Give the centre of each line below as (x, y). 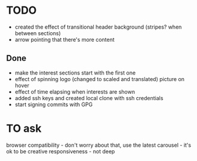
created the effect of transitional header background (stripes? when (98, 27)
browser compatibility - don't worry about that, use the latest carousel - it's (99, 145)
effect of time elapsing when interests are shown (75, 92)
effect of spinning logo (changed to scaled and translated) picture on (100, 79)
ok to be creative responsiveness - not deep (61, 151)
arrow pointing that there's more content (64, 39)
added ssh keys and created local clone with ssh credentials (89, 98)
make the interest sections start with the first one (75, 73)
